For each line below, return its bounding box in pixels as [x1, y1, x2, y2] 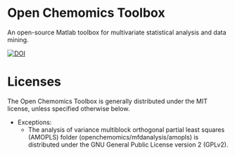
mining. [7, 35, 30, 43]
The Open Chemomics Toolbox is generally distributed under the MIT [7, 97, 208, 105]
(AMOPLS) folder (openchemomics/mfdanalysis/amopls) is [27, 133, 199, 141]
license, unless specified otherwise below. [7, 104, 130, 113]
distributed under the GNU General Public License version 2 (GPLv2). [27, 140, 229, 149]
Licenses [7, 74, 62, 90]
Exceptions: [17, 118, 52, 126]
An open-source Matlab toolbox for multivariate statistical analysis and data [7, 28, 227, 36]
